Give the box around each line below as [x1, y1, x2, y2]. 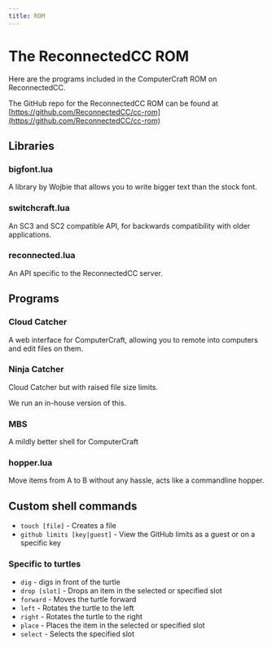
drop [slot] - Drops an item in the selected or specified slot [20, 585, 222, 595]
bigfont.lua [8, 164, 54, 175]
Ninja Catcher [8, 364, 64, 375]
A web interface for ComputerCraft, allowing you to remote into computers [8, 334, 258, 344]
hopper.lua [8, 457, 53, 469]
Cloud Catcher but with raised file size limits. [8, 382, 159, 391]
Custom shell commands [8, 499, 138, 513]
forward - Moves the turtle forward [20, 594, 137, 604]
